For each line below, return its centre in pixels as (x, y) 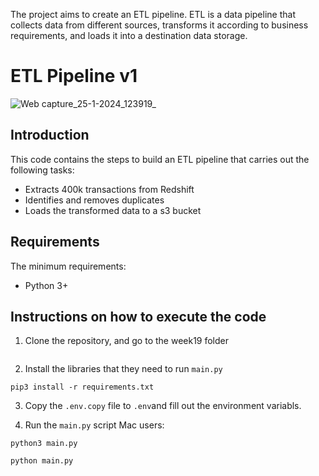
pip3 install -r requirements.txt (82, 387)
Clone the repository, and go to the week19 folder (127, 341)
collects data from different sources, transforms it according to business (159, 25)
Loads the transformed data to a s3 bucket (113, 210)
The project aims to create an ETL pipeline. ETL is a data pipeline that (153, 14)
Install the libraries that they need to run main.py (123, 369)
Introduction (50, 135)
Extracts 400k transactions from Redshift (109, 189)
